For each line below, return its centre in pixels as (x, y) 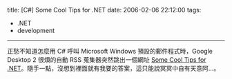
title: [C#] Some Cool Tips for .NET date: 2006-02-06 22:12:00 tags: (104, 10)
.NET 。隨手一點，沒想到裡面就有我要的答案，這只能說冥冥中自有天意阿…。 (114, 68)
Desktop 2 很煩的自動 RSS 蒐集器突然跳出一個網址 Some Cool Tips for (107, 60)
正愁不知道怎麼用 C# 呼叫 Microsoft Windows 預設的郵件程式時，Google (110, 51)
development (36, 31)
